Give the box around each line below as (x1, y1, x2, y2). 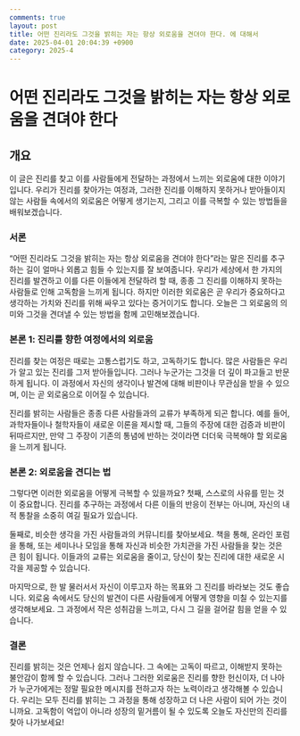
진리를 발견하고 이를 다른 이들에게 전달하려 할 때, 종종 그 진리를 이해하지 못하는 (9, 276, 283, 286)
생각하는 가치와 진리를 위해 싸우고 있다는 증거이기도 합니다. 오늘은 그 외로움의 (9, 298, 279, 309)
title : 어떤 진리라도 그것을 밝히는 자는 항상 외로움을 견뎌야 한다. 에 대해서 (9, 29, 259, 38)
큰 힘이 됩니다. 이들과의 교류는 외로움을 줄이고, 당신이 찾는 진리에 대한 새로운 (9, 551, 276, 562)
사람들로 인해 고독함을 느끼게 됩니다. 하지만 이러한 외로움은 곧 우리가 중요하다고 (9, 286, 286, 297)
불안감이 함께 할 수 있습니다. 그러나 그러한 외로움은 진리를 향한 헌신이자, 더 (9, 673, 269, 683)
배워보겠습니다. (9, 207, 62, 218)
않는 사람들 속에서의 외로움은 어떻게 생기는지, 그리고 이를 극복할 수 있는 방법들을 (9, 195, 288, 206)
